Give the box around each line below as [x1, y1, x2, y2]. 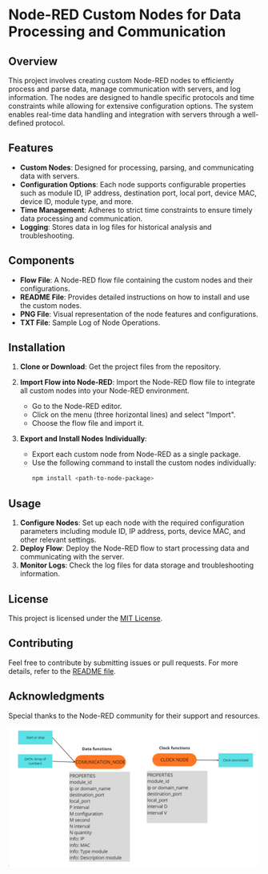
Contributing [8, 636, 74, 650]
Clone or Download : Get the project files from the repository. [19, 362, 222, 371]
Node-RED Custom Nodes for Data [8, 6, 242, 24]
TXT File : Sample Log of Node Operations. [19, 318, 161, 327]
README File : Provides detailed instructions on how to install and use [19, 292, 250, 302]
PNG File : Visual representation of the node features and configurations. [19, 309, 258, 319]
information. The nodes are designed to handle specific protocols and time [8, 93, 254, 102]
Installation [8, 341, 66, 355]
